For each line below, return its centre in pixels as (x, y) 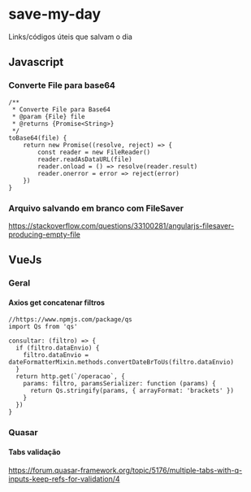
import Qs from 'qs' (43, 327)
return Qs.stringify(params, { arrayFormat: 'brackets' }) (132, 391)
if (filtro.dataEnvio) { (58, 348)
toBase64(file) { (38, 138)
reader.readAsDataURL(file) (85, 159)
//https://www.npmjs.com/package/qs (70, 320)
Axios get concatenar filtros (57, 303)
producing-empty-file (45, 234)
